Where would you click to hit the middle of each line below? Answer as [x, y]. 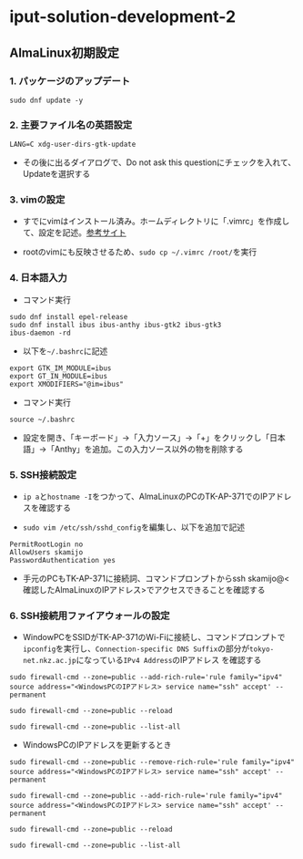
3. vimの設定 [37, 200]
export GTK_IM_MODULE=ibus [61, 368]
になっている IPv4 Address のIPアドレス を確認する [169, 660]
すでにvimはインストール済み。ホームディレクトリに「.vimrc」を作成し [156, 222]
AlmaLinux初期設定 [65, 52]
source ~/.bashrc [42, 419]
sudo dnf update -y [46, 100]
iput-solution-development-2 [123, 17]
